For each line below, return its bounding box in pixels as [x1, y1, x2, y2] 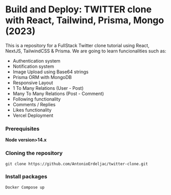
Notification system [12, 63, 54, 69]
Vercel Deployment [12, 112, 53, 119]
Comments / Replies [12, 101, 56, 107]
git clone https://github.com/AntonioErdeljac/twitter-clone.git [5, 161, 148, 166]
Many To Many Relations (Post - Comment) [12, 90, 104, 96]
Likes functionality [12, 107, 52, 113]
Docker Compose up [5, 185, 45, 190]
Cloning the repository [5, 150, 63, 157]
